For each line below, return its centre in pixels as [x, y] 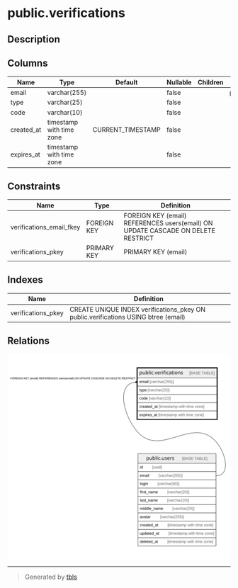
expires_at [25, 154]
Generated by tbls [51, 577]
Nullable [179, 82]
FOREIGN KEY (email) [155, 216]
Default [127, 82]
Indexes [25, 280]
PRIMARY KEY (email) [155, 251]
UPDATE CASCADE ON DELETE [170, 231]
